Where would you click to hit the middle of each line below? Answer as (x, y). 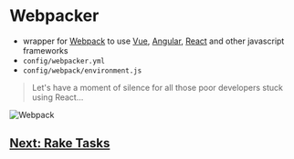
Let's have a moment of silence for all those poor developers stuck (157, 87)
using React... (58, 97)
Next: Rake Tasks (60, 143)
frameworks (45, 50)
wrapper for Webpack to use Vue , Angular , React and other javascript (153, 41)
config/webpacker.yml (63, 61)
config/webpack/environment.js (82, 70)
